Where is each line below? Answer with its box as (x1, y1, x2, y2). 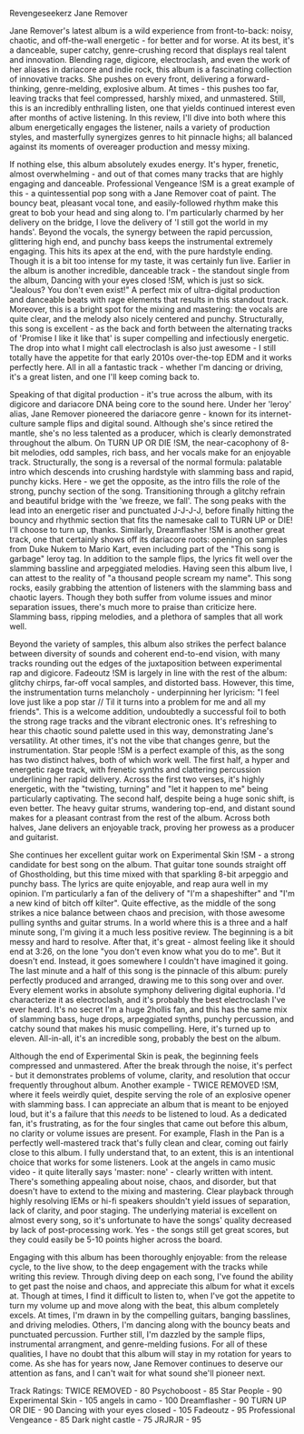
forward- (236, 74, 270, 85)
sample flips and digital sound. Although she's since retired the (37, 418, 274, 428)
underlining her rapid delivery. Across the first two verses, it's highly (9, 774, 265, 785)
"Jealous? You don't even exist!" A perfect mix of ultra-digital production (9, 285, 280, 295)
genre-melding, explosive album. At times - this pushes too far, (44, 84, 279, 94)
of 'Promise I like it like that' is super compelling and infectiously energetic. (9, 333, 289, 344)
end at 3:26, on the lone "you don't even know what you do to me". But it (9, 946, 281, 957)
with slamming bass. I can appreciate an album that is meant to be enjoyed (9, 1099, 289, 1109)
